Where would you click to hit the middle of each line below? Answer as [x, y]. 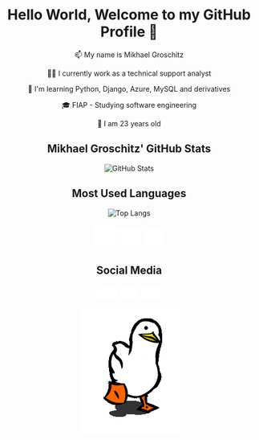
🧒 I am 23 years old [129, 123]
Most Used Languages [129, 193]
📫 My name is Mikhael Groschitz [129, 55]
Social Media [129, 270]
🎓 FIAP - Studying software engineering [129, 105]
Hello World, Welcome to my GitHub [129, 15]
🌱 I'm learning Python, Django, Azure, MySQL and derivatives [129, 88]
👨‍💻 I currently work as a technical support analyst [129, 73]
